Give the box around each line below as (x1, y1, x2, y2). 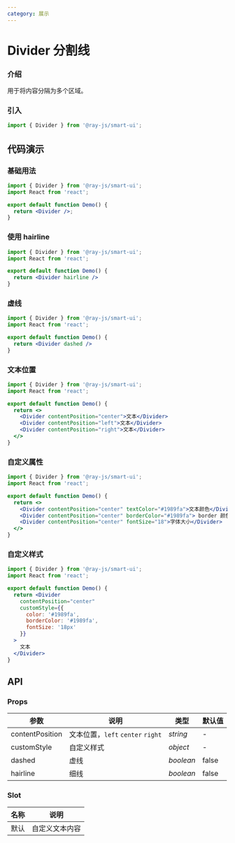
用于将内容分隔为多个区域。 (7, 87, 87, 95)
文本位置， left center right (69, 730, 162, 739)
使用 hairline (7, 232, 50, 242)
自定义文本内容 (31, 823, 82, 833)
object (168, 742, 190, 752)
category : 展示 (7, 10, 50, 17)
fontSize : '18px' (25, 624, 77, 631)
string (168, 729, 187, 739)
